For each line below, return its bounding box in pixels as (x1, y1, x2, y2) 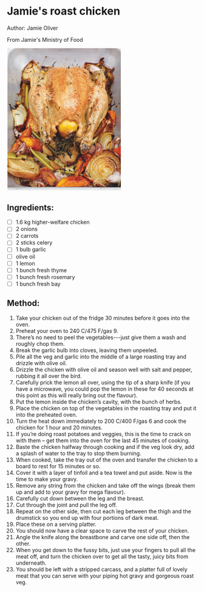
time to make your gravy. (15, 475, 78, 483)
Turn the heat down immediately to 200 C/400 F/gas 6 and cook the (15, 417, 187, 425)
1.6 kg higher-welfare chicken (15, 218, 90, 226)
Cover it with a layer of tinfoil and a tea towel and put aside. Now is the (15, 469, 192, 476)
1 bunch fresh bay (15, 280, 61, 288)
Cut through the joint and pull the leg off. (15, 501, 117, 508)
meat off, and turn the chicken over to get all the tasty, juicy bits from (15, 553, 189, 560)
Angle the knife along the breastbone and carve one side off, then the (15, 533, 190, 540)
